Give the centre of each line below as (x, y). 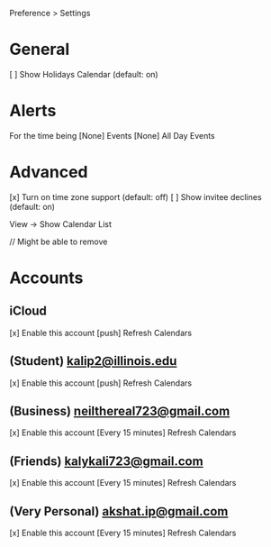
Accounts (46, 278)
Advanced (49, 173)
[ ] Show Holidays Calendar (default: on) (84, 74)
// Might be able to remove (59, 242)
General (40, 50)
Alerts (33, 111)
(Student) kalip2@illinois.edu (93, 361)
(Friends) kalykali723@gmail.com (107, 461)
